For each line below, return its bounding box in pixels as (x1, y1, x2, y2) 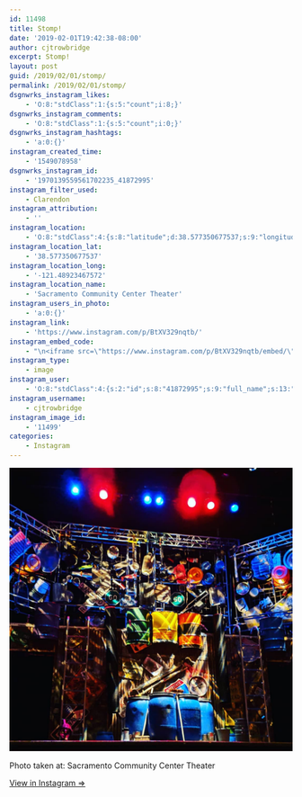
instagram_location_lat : (9, 242, 102, 251)
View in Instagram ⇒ (9, 778, 86, 788)
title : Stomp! (9, 23, 63, 33)
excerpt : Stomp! (9, 52, 70, 62)
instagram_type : (9, 356, 70, 365)
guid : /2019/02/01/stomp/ (9, 72, 106, 81)
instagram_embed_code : (9, 337, 94, 346)
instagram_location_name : (9, 280, 106, 290)
